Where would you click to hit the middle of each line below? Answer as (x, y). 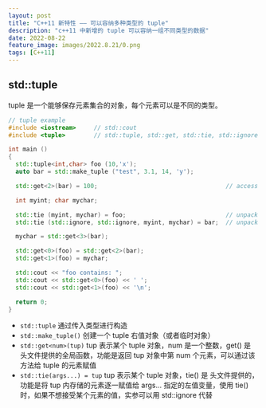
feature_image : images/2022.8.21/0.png (74, 45)
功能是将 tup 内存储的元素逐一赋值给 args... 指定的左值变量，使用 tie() (134, 385)
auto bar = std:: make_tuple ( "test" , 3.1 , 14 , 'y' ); (105, 172)
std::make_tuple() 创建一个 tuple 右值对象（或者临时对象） (117, 335)
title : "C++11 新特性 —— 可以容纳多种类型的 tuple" (88, 23)
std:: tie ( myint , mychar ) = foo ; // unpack (137, 215)
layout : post (30, 16)
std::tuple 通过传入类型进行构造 (74, 326)
